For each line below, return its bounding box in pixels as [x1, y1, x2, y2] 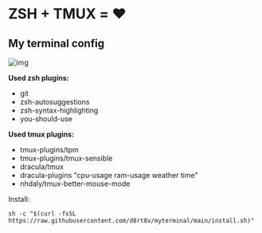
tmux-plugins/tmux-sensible [19, 153, 113, 163]
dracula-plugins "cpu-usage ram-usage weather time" [19, 171, 198, 180]
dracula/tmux [19, 162, 64, 172]
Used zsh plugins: [8, 73, 69, 82]
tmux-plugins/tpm [19, 145, 80, 154]
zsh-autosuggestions [19, 97, 90, 106]
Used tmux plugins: [8, 129, 74, 139]
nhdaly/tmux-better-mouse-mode [19, 179, 131, 188]
